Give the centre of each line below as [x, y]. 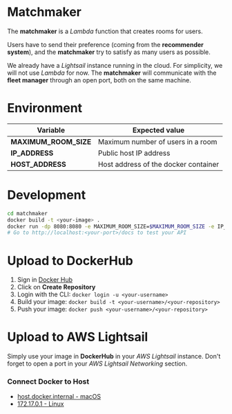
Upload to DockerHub [70, 261]
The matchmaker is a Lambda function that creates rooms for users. [105, 31]
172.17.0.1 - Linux [40, 404]
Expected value [158, 130]
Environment [45, 108]
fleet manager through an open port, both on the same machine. [99, 80]
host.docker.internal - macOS [59, 397]
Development [47, 195]
